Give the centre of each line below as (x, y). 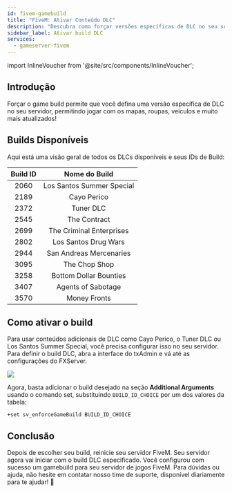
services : (21, 39)
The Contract (89, 219)
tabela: (17, 402)
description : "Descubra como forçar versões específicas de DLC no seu (112, 26)
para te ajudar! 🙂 (31, 482)
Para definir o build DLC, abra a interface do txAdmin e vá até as (98, 354)
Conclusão (31, 436)
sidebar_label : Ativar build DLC (55, 33)
